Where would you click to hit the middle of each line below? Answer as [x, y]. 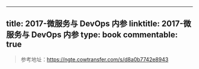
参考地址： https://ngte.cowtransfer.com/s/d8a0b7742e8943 [94, 59]
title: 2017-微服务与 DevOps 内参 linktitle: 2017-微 [99, 24]
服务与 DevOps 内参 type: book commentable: [92, 35]
